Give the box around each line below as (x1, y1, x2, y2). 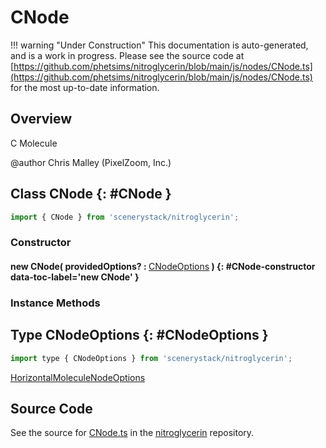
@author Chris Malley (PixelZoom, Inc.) (10, 156, 172, 168)
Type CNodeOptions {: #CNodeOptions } (10, 327, 269, 344)
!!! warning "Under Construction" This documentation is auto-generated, (10, 39, 309, 51)
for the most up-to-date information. (10, 81, 160, 93)
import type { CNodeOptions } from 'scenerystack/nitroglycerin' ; (10, 353, 293, 363)
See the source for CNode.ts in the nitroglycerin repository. (10, 427, 255, 439)
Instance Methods (10, 296, 101, 310)
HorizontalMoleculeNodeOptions (10, 371, 146, 383)
